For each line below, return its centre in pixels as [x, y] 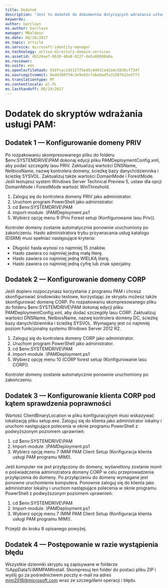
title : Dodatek [21, 10]
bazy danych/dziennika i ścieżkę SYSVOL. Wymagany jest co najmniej [77, 323]
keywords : [15, 19]
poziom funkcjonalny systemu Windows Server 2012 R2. [63, 329]
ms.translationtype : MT [30, 80]
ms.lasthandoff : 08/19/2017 [34, 89]
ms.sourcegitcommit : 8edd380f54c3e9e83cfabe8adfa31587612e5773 [72, 75]
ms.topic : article [24, 43]
